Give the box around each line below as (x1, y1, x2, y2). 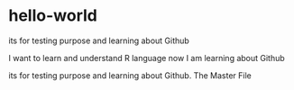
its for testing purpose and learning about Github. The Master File (8, 69, 252, 81)
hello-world (8, 5, 98, 26)
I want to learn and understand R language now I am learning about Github (8, 52, 285, 63)
